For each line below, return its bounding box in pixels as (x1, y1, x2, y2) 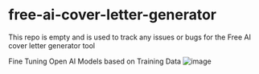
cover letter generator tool (8, 40, 96, 50)
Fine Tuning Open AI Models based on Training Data (8, 56, 182, 66)
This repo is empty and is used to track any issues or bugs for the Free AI (8, 32, 252, 42)
